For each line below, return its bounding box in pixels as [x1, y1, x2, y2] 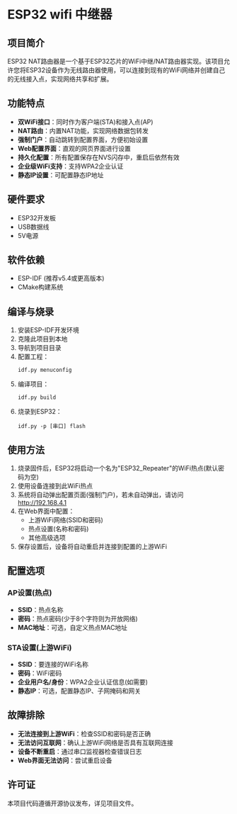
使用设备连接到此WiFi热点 [17, 482, 93, 490]
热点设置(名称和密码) [28, 525, 89, 533]
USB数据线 [17, 222, 50, 231]
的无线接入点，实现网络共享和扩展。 [7, 75, 113, 83]
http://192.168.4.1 [17, 499, 67, 507]
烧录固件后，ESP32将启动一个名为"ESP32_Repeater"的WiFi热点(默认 [17, 464, 219, 473]
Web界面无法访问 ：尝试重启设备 [17, 756, 112, 764]
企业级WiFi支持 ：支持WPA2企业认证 [17, 162, 124, 170]
